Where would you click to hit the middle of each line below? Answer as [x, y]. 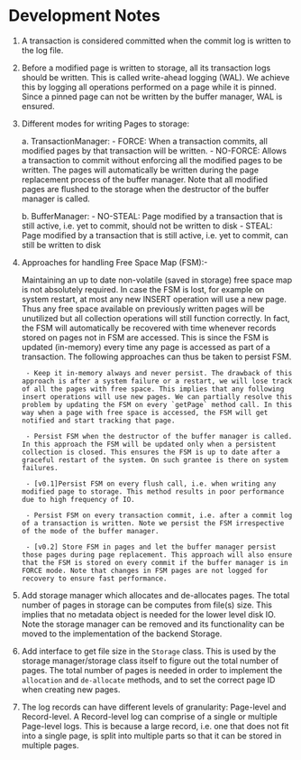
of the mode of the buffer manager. [90, 531]
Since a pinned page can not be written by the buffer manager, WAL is [152, 97]
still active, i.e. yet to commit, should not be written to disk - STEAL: [147, 226]
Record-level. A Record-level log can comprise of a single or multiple [150, 716]
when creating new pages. [71, 689]
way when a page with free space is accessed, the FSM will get [145, 412]
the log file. [42, 50]
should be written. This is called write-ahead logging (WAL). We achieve [155, 77]
